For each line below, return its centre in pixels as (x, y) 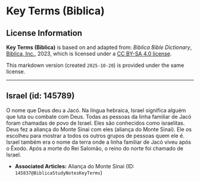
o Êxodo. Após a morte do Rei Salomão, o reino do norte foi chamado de (95, 148)
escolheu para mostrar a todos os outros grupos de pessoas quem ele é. (95, 135)
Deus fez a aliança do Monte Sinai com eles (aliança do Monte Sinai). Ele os (99, 129)
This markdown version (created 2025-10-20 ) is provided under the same (95, 65)
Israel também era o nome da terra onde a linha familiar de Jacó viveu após (99, 142)
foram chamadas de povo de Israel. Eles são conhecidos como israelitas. (96, 123)
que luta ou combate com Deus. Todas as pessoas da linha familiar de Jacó (99, 116)
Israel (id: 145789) (40, 96)
